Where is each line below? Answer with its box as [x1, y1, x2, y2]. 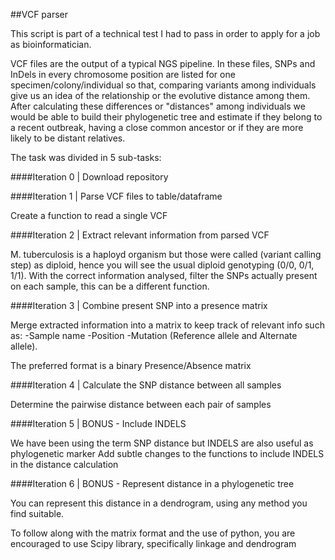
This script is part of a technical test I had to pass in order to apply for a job [10, 28, 321, 39]
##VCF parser [10, 9, 69, 20]
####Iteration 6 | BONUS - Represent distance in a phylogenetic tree [10, 478, 295, 489]
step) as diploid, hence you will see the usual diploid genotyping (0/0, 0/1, [10, 259, 315, 271]
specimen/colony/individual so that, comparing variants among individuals [10, 79, 317, 91]
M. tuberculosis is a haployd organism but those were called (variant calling [10, 249, 322, 260]
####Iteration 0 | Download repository [10, 171, 169, 183]
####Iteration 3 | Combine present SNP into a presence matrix [10, 300, 268, 311]
